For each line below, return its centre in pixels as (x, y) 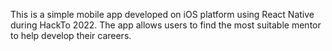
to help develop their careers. (71, 35)
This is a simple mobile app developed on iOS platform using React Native (162, 14)
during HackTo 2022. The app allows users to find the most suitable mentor (166, 25)
